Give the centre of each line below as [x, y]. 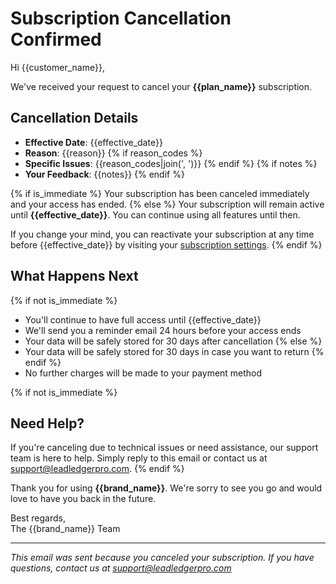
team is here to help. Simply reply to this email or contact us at [139, 458]
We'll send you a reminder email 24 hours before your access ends [163, 330]
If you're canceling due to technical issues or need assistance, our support [164, 448]
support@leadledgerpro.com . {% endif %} [97, 469]
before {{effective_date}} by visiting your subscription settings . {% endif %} [166, 244]
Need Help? [47, 423]
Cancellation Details [74, 118]
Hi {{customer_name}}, [57, 67]
